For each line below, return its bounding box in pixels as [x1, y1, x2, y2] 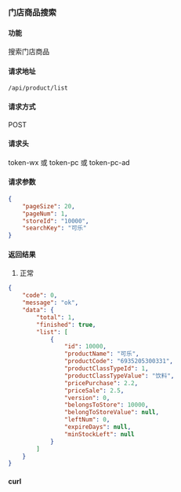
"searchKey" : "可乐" [22, 224, 87, 233]
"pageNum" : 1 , [22, 210, 68, 218]
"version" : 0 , [63, 394, 110, 402]
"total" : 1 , [36, 313, 76, 321]
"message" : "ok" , [22, 299, 79, 307]
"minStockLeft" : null [63, 430, 135, 438]
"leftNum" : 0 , [63, 416, 110, 424]
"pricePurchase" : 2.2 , [63, 379, 139, 387]
